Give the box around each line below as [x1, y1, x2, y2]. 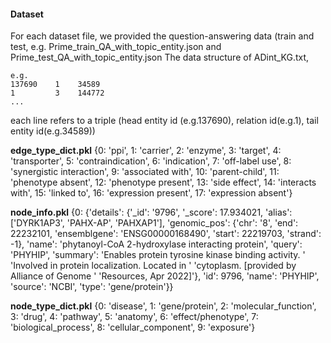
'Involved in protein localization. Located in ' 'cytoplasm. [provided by [10, 260, 297, 272]
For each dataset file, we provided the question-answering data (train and [10, 30, 315, 42]
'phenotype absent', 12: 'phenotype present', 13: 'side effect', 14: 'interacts [10, 176, 317, 189]
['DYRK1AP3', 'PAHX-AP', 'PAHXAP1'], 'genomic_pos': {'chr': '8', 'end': [10, 217, 299, 229]
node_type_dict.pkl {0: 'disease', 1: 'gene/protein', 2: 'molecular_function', [10, 300, 317, 312]
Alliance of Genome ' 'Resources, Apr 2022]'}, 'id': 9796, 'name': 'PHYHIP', [10, 270, 320, 282]
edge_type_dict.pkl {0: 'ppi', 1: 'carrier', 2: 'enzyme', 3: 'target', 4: [10, 145, 282, 157]
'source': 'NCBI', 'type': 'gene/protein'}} [10, 281, 174, 293]
